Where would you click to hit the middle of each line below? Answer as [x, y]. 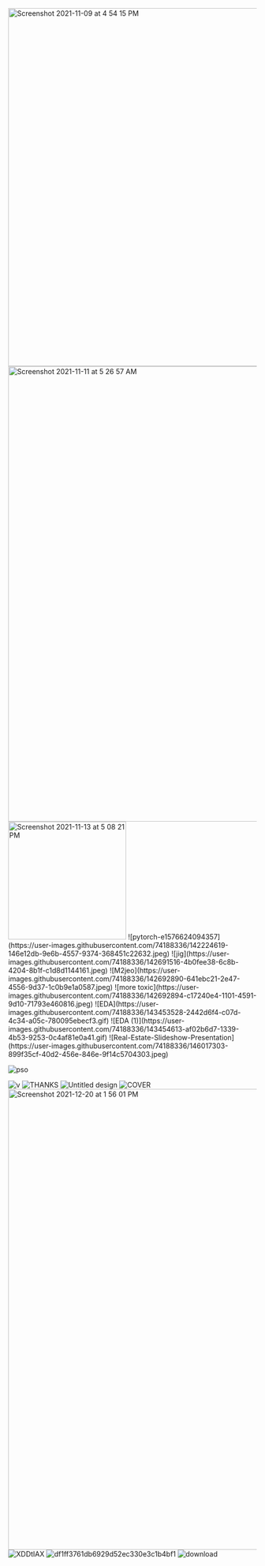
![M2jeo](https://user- [145, 970]
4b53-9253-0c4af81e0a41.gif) [58, 1038]
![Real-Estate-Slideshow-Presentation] [172, 1038]
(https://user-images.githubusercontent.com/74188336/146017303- [118, 1046]
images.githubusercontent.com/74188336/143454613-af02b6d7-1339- [123, 1029]
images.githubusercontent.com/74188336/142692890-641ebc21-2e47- [124, 979]
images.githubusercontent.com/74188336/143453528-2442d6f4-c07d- [125, 1012]
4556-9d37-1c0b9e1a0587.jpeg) [60, 987]
